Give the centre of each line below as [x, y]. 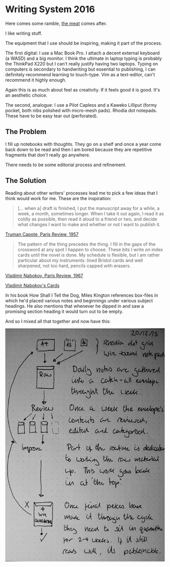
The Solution [26, 181]
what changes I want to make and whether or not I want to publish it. [89, 224]
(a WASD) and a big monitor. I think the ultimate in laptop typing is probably [83, 58]
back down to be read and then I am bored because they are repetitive [79, 149]
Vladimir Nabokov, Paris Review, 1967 [44, 275]
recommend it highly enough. [36, 80]
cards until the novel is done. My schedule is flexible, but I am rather [89, 255]
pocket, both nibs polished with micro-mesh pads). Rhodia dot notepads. [81, 110]
